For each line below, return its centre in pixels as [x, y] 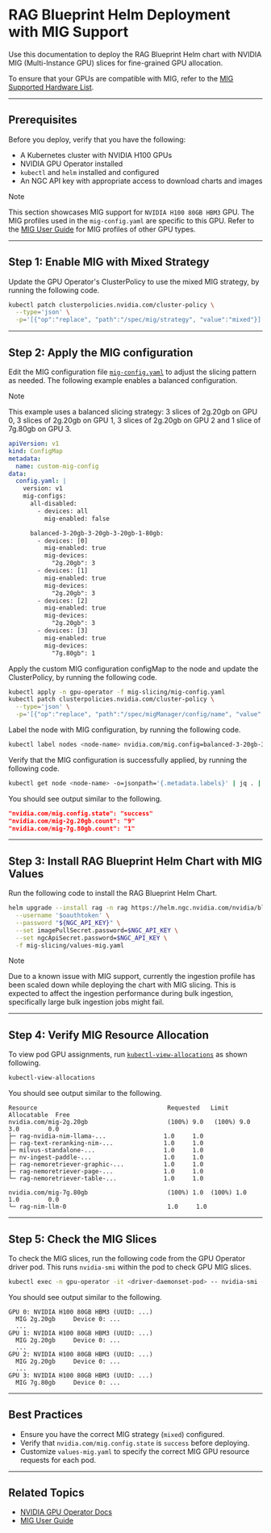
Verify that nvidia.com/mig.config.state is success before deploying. [135, 1443]
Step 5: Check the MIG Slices [83, 1239]
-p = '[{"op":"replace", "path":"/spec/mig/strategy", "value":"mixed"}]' [140, 320]
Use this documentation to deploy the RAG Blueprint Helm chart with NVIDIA [135, 54]
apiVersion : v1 [34, 444]
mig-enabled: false [77, 519]
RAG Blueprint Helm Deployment [120, 15]
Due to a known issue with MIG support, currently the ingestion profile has [132, 977]
